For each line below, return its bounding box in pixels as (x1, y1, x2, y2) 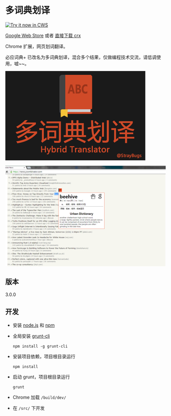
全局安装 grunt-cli (12, 333, 50, 339)
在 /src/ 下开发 (12, 405, 45, 411)
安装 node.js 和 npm (12, 322, 55, 328)
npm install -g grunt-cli (12, 344, 68, 349)
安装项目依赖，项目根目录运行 (12, 353, 75, 359)
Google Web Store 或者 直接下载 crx (5, 32, 81, 38)
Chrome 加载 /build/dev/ (12, 394, 66, 400)
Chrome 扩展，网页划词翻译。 (5, 43, 68, 49)
